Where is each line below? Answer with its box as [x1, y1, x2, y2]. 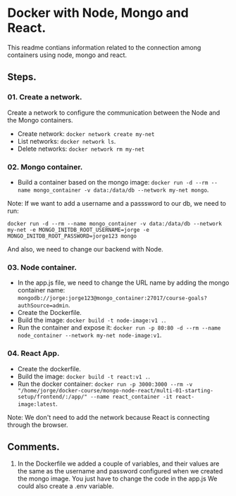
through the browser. [7, 421, 68, 429]
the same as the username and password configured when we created [17, 467, 223, 476]
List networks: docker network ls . [17, 137, 116, 145]
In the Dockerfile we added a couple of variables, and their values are [17, 459, 220, 468]
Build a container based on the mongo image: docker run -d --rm [17, 178, 209, 186]
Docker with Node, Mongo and [7, 5, 189, 21]
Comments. [7, 440, 60, 452]
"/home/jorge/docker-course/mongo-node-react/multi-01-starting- [17, 387, 213, 394]
